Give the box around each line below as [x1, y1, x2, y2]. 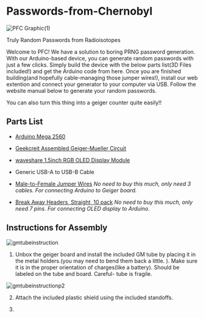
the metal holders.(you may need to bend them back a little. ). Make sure [15, 257, 198, 264]
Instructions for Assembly [6, 223, 108, 233]
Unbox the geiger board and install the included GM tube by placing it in [15, 250, 196, 258]
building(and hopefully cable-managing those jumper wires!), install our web [6, 74, 198, 81]
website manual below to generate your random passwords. [6, 87, 157, 94]
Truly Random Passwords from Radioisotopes [6, 36, 121, 43]
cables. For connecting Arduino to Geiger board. [15, 186, 137, 193]
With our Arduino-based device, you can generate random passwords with [6, 54, 194, 62]
